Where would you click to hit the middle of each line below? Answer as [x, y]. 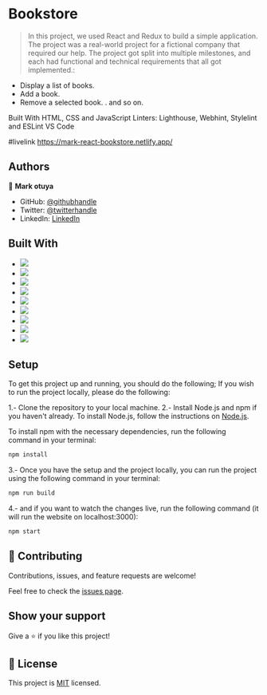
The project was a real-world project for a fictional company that [134, 44]
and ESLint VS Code [41, 126]
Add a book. [40, 93]
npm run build [32, 493]
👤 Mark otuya [31, 186]
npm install [28, 455]
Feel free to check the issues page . [66, 590]
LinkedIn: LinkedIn [50, 218]
